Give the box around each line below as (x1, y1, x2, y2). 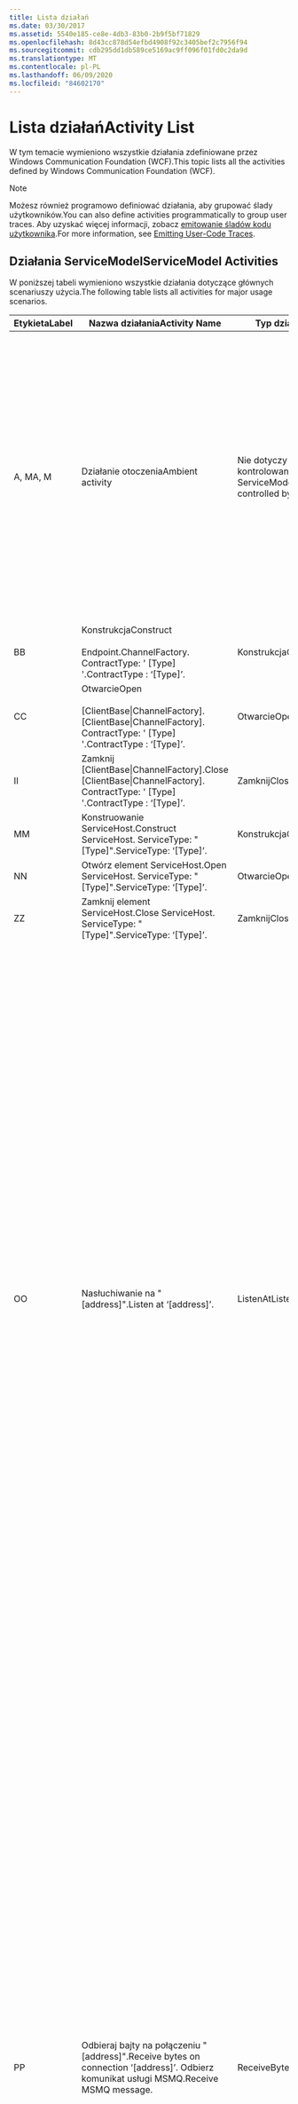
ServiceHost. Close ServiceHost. (81, 907, 216, 919)
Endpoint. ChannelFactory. (81, 646, 191, 658)
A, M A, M (13, 471, 52, 484)
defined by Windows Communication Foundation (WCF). (9, 165, 216, 176)
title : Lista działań (9, 12, 90, 22)
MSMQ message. (81, 2084, 153, 2096)
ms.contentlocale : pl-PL (9, 63, 101, 72)
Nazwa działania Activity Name (88, 317, 222, 329)
